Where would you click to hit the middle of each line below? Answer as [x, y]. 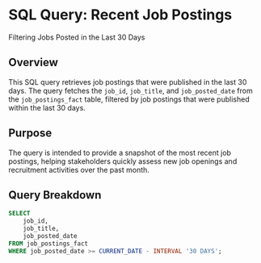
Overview [34, 63]
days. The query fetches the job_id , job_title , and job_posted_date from [130, 90]
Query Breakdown [55, 195]
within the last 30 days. [47, 107]
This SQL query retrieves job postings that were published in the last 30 [128, 81]
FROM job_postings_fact [48, 244]
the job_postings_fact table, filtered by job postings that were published [129, 99]
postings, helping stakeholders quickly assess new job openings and [123, 161]
